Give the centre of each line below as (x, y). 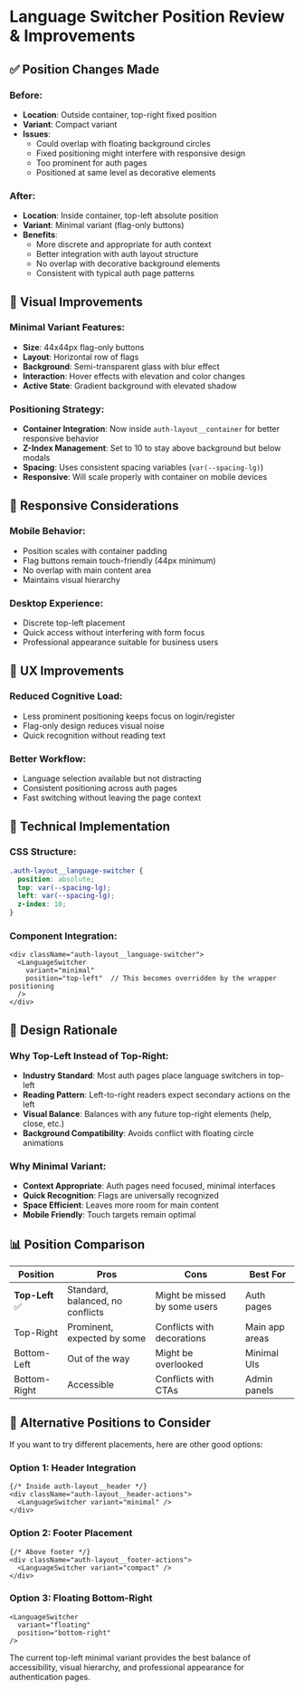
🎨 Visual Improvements (76, 302)
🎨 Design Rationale (63, 1030)
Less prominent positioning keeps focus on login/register (128, 716)
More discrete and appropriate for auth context (123, 244)
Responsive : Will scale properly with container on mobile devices (145, 477)
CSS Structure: (43, 852)
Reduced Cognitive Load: (66, 696)
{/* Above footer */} (50, 1552)
